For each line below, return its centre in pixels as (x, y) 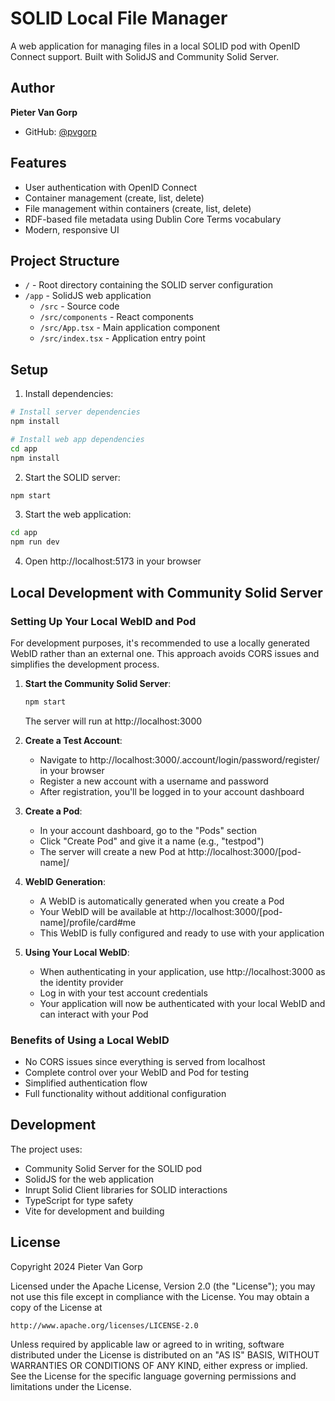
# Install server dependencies (75, 412)
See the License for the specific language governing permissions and (153, 1376)
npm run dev (35, 542)
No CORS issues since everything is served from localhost (145, 1062)
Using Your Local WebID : (77, 952)
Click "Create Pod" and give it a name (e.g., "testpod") (152, 841)
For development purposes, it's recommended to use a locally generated (160, 643)
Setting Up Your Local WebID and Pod (103, 621)
